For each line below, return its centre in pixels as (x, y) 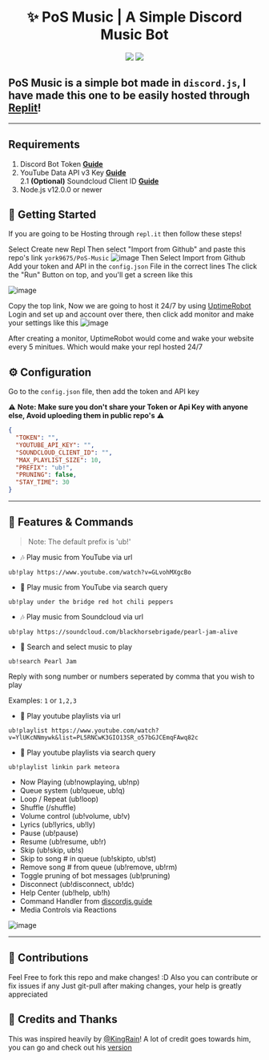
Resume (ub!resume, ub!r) (63, 841)
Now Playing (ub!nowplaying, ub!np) (80, 782)
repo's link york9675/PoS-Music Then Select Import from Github (127, 258)
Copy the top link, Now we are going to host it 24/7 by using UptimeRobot (130, 306)
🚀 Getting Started (52, 214)
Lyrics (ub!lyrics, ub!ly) (58, 824)
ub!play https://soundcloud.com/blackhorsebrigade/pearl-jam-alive (123, 632)
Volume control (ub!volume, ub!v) (75, 816)
